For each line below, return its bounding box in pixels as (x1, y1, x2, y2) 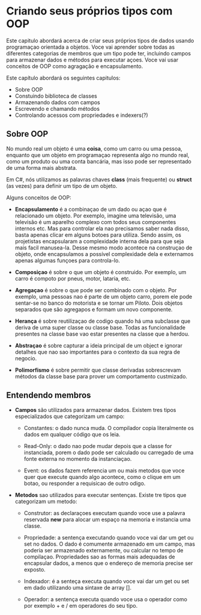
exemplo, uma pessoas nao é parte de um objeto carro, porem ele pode (14, 293, 193, 300)
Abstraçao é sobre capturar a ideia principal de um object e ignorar (14, 342, 183, 349)
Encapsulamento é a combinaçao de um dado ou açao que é (14, 205, 167, 213)
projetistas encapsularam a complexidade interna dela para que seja (14, 237, 184, 245)
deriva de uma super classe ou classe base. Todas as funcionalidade (14, 323, 186, 331)
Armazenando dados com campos (14, 98, 101, 106)
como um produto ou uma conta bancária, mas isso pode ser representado (6, 158, 192, 165)
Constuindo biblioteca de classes (14, 92, 98, 99)
